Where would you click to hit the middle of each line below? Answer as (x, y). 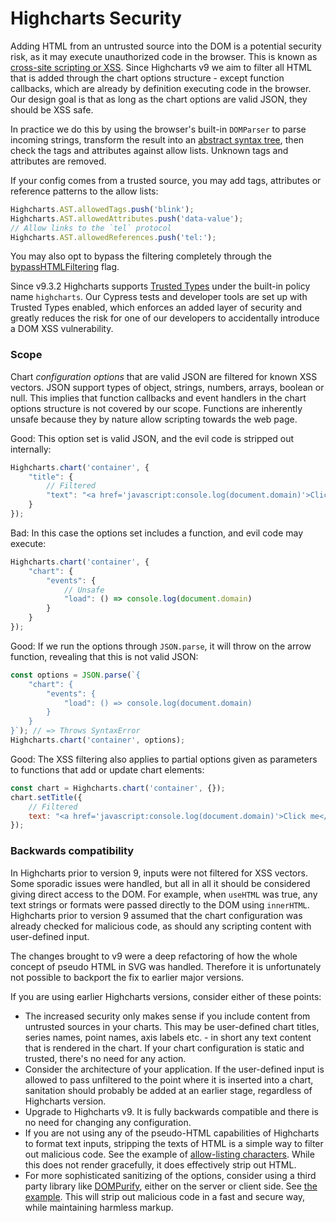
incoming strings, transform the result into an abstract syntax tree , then (157, 139)
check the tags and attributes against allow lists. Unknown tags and (149, 150)
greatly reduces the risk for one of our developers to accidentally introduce (165, 318)
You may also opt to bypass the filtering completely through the (141, 256)
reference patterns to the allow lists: (84, 191)
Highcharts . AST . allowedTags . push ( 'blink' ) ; (102, 209)
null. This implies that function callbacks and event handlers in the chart (158, 398)
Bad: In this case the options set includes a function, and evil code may (157, 533)
